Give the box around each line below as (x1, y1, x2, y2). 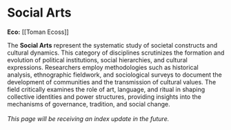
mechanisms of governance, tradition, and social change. (7, 100, 170, 108)
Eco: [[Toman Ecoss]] (7, 28, 69, 36)
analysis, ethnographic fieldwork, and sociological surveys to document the (7, 71, 222, 79)
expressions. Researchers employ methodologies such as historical (7, 63, 199, 71)
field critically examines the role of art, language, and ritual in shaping (7, 85, 205, 93)
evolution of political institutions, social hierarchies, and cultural (7, 55, 188, 64)
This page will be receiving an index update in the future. (7, 114, 170, 122)
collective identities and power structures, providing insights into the (7, 92, 201, 101)
